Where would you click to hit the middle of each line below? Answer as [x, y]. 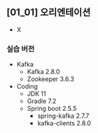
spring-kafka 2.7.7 [63, 116]
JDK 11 [36, 94]
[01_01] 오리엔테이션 [49, 12]
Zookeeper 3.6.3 [50, 79]
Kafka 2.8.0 [43, 72]
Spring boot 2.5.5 [52, 109]
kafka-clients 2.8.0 [64, 123]
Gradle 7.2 [41, 101]
